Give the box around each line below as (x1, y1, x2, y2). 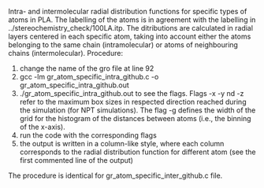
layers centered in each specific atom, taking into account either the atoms (8, 31, 251, 41)
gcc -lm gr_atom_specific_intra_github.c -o (19, 72, 159, 81)
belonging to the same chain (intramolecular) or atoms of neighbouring (8, 40, 239, 50)
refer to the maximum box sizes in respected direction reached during (19, 98, 247, 106)
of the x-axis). (19, 122, 65, 131)
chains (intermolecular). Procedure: (8, 49, 124, 57)
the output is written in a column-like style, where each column (19, 139, 225, 148)
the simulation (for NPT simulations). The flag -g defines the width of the (19, 105, 256, 115)
